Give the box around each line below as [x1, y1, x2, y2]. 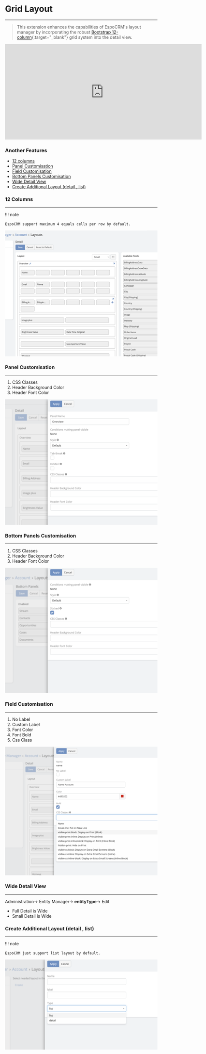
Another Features [5, 147, 47, 154]
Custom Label [12, 721, 40, 727]
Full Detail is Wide [12, 908, 48, 914]
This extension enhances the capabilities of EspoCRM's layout [16, 24, 141, 30]
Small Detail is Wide [12, 913, 52, 919]
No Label [12, 716, 30, 722]
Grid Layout [5, 3, 53, 15]
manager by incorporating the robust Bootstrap [16, 29, 111, 35]
